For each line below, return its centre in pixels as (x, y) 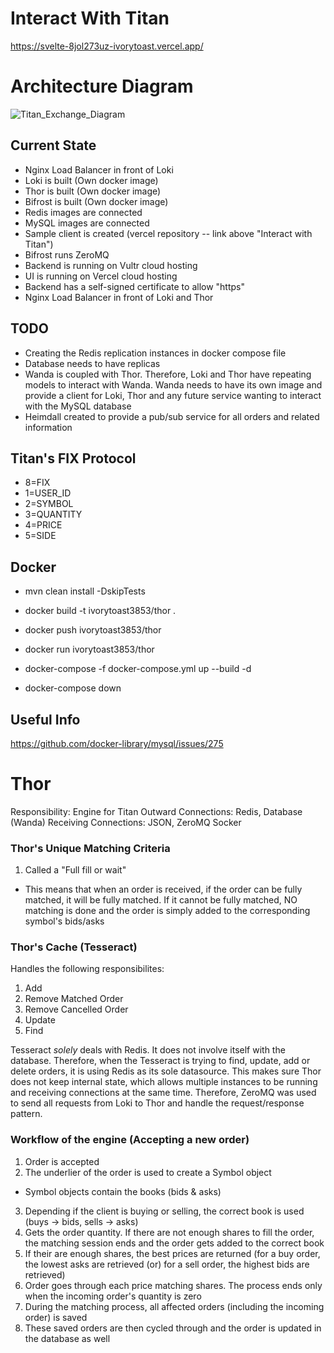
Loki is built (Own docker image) (91, 180)
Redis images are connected (83, 212)
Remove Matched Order (74, 999)
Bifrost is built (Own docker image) (96, 201)
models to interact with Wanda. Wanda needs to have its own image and (173, 384)
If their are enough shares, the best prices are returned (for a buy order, (172, 1253)
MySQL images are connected (87, 223)
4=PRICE (43, 525)
